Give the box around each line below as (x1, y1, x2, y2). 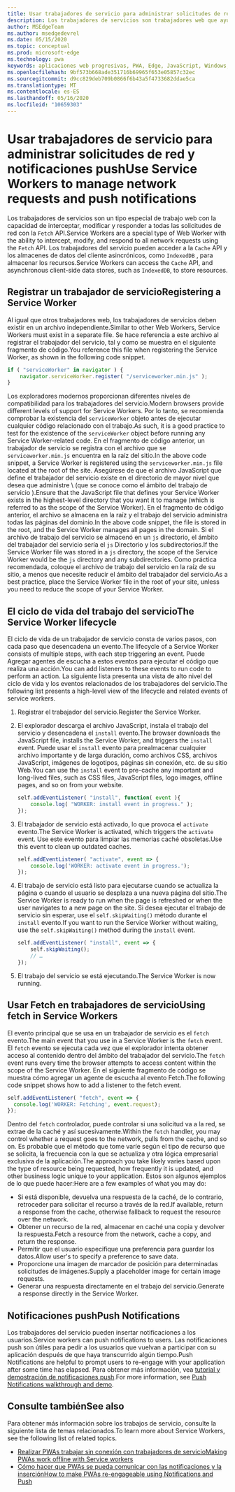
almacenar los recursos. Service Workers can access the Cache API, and (7, 258, 213, 266)
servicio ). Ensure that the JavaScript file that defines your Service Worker (7, 489, 220, 497)
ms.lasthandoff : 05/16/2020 (7, 95, 90, 102)
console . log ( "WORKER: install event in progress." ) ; (30, 801, 194, 808)
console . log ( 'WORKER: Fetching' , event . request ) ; (13, 1100, 161, 1108)
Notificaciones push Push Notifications (7, 1310, 180, 1321)
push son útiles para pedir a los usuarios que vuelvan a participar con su (7, 1343, 217, 1351)
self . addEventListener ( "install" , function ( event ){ (17, 794, 181, 801)
